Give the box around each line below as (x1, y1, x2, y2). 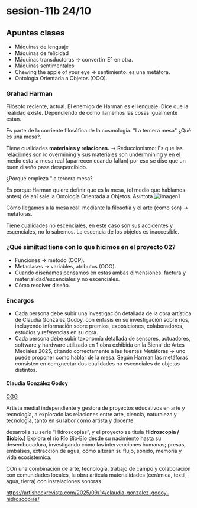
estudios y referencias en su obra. (14, 328, 98, 335)
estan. (6, 115, 22, 122)
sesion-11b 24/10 (6, 4, 92, 18)
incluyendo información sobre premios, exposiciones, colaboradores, (14, 322, 184, 329)
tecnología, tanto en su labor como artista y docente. (6, 417, 135, 424)
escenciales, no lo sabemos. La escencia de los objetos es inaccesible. (6, 228, 179, 235)
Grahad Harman (6, 89, 53, 98)
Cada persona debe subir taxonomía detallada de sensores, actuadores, (14, 335, 190, 342)
